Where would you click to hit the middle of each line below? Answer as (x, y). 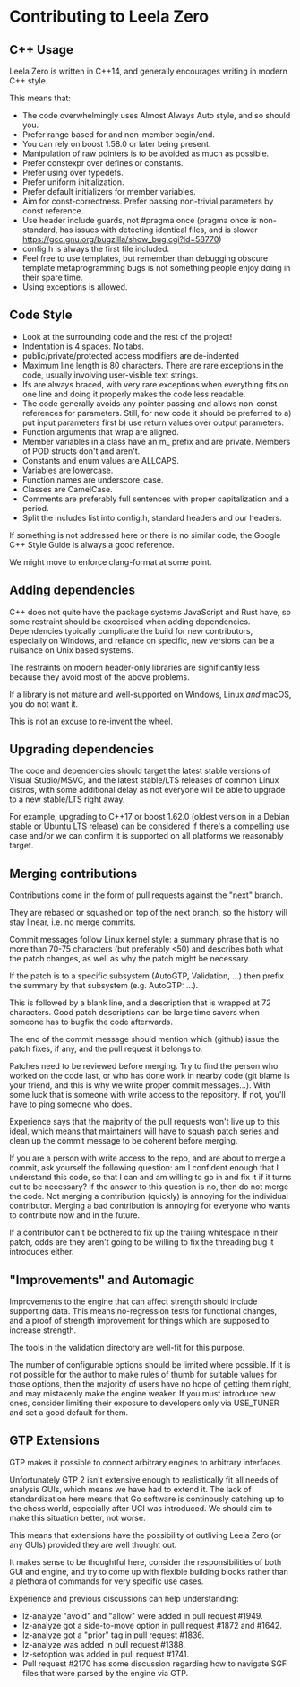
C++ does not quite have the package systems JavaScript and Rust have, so (150, 612)
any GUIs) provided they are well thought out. (93, 1544)
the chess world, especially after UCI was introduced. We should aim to (141, 1508)
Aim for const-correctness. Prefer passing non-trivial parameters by (148, 201)
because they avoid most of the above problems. (99, 677)
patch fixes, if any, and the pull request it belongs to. (106, 1049)
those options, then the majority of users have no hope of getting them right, (150, 1384)
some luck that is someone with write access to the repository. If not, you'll (148, 1095)
